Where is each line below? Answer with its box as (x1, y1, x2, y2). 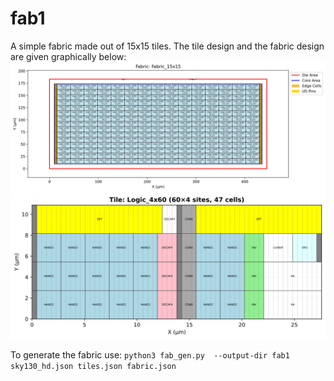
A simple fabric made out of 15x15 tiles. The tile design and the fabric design (10, 40, 325, 52)
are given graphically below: (10, 50, 127, 62)
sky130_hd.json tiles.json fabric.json (10, 361, 177, 371)
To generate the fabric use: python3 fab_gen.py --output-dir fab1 (10, 348, 290, 361)
